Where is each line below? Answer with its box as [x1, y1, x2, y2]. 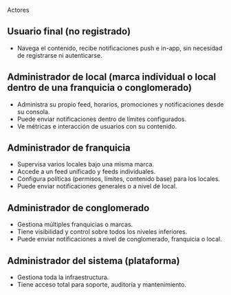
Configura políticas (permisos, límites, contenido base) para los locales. [16, 175, 221, 183]
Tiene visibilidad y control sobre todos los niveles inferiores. [16, 228, 188, 236]
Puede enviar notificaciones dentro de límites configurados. [16, 115, 187, 123]
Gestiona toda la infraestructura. [16, 273, 109, 281]
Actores [7, 6, 30, 14]
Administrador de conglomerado [7, 202, 150, 214]
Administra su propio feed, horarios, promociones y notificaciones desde [16, 100, 224, 109]
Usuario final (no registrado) [7, 25, 131, 37]
